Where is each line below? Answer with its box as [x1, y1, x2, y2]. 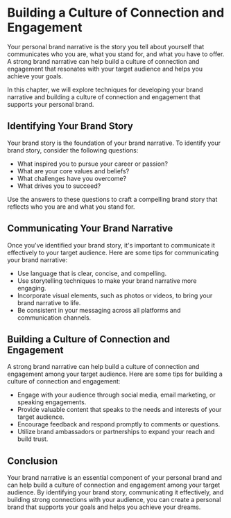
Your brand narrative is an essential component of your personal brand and [7, 474, 222, 482]
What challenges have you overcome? [17, 174, 127, 182]
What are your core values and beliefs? [17, 166, 130, 175]
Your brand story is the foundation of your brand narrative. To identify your [7, 139, 221, 147]
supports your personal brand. [7, 100, 94, 108]
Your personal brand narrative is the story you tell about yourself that [7, 42, 205, 51]
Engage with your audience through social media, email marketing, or [17, 390, 216, 399]
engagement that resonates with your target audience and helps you [7, 64, 203, 73]
